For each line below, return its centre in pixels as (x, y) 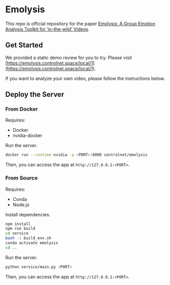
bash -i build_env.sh (28, 238)
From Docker (22, 109)
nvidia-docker (27, 136)
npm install (18, 224)
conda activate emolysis (32, 243)
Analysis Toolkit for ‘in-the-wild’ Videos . (47, 29)
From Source (22, 178)
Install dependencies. (28, 214)
